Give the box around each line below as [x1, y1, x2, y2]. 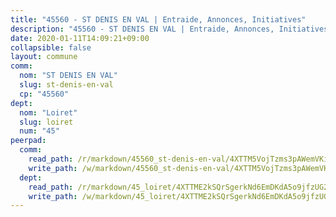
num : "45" [19, 126, 60, 136]
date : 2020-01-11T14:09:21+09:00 [10, 33, 150, 43]
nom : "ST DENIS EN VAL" [19, 71, 118, 81]
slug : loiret [19, 117, 74, 127]
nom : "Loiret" [19, 107, 78, 118]
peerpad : [10, 136, 47, 146]
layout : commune [10, 52, 78, 62]
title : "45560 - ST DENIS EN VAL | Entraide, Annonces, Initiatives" [10, 14, 307, 25]
